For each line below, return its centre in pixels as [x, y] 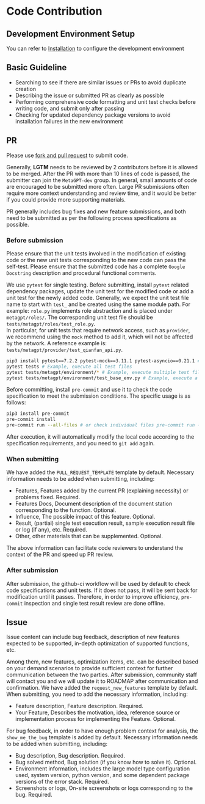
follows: [16, 403]
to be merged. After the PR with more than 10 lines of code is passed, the [98, 174]
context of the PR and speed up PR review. [60, 555]
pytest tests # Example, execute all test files [69, 367]
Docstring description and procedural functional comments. [81, 272]
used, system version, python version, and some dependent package [102, 775]
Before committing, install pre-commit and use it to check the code [89, 390]
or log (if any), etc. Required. [51, 530]
